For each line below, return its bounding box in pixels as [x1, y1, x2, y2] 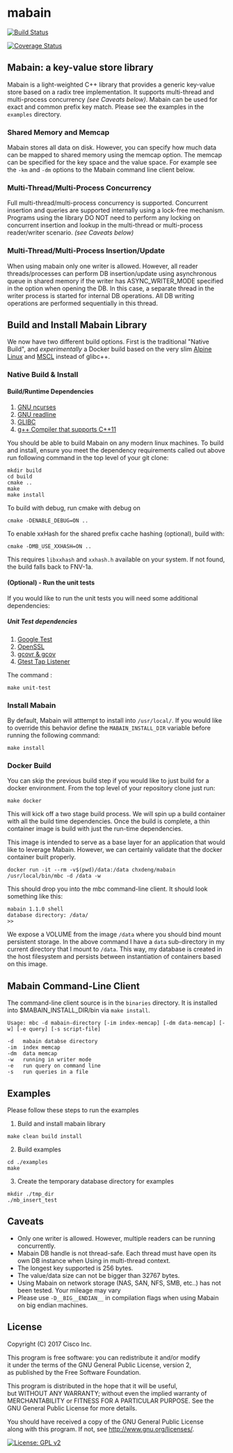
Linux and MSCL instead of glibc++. [7, 353, 110, 361]
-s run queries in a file [7, 1068, 89, 1076]
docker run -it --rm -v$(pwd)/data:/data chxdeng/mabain [7, 866, 176, 873]
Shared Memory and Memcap [7, 127, 110, 137]
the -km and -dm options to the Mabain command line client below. [7, 165, 195, 174]
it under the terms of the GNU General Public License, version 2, [7, 1360, 192, 1369]
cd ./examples [7, 1158, 49, 1165]
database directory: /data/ [7, 912, 89, 919]
